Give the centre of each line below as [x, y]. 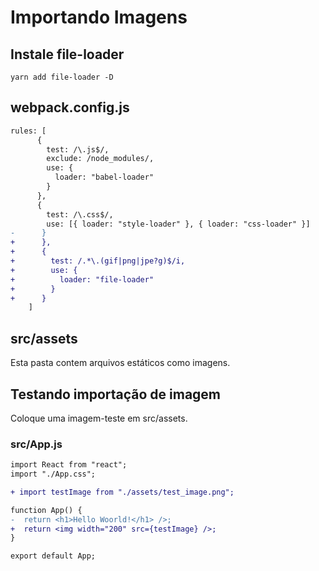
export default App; [53, 556]
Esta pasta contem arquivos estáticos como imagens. [120, 363]
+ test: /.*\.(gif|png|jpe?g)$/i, [98, 261]
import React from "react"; [69, 465]
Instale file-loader [67, 54]
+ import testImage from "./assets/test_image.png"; [122, 492]
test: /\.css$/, [80, 214]
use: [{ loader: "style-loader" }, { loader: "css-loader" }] [178, 224]
